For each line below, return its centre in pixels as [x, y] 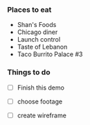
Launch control [39, 40]
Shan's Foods [37, 25]
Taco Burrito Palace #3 [50, 54]
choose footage [40, 101]
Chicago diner [37, 32]
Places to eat [29, 10]
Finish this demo [40, 87]
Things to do [29, 72]
